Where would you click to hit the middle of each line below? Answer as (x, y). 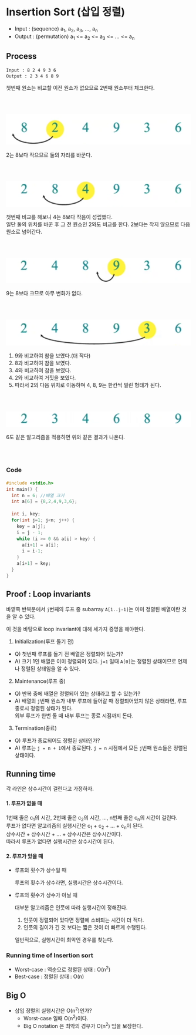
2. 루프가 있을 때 (25, 856)
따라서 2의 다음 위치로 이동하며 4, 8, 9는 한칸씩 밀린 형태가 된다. (88, 385)
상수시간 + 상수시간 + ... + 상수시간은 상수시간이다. (64, 834)
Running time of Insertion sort (50, 956)
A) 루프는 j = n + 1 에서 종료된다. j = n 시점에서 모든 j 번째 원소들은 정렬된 (101, 748)
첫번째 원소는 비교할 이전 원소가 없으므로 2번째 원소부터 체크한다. (80, 88)
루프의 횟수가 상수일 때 (40, 870)
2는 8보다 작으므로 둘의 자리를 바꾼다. (49, 155)
